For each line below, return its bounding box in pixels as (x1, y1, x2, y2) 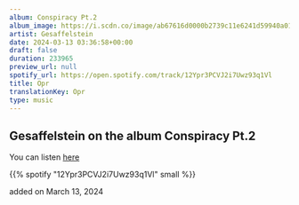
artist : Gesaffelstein (9, 29, 93, 38)
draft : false (9, 46, 58, 55)
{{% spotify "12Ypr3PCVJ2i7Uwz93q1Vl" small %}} (9, 170, 197, 180)
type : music (9, 95, 53, 105)
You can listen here (9, 152, 80, 162)
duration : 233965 (9, 54, 74, 63)
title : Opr (9, 79, 50, 88)
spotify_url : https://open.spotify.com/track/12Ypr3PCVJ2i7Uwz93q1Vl (9, 71, 273, 80)
